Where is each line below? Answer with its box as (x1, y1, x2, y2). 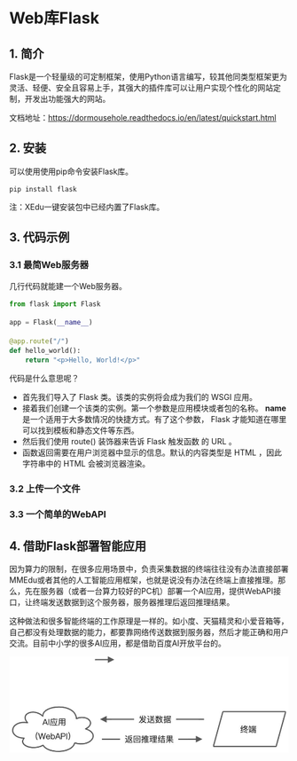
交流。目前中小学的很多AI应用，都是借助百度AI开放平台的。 (9, 638, 226, 648)
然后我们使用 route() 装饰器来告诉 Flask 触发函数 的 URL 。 (21, 435, 237, 446)
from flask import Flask (9, 299, 101, 309)
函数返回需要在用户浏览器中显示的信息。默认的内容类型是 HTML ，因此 (21, 447, 282, 458)
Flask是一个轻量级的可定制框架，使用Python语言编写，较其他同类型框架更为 (9, 72, 288, 82)
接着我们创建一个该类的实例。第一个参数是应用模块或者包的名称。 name (21, 403, 286, 413)
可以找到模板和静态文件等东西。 (21, 425, 139, 435)
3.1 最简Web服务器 (9, 259, 90, 271)
